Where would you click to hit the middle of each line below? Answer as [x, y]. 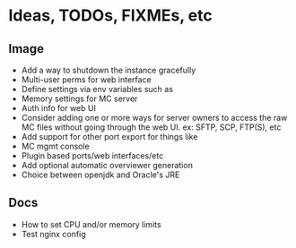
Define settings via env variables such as [97, 89]
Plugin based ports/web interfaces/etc [92, 156]
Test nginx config [53, 234]
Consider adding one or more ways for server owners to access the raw [154, 118]
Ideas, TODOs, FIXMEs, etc [110, 16]
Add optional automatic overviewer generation [107, 165]
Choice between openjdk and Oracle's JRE [100, 175]
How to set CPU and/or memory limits [91, 224]
